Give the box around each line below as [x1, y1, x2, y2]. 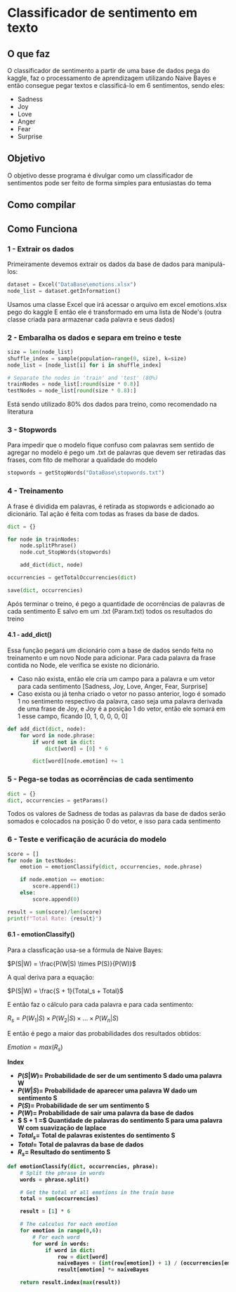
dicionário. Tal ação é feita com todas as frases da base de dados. [7, 509, 199, 518]
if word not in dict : [32, 739, 96, 746]
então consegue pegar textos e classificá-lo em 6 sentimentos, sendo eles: [7, 81, 225, 89]
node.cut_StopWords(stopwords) [20, 549, 112, 556]
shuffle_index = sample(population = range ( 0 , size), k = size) [7, 355, 188, 362]
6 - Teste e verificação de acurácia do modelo [7, 834, 166, 844]
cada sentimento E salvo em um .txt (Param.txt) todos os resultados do [7, 607, 213, 615]
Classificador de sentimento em [7, 5, 198, 21]
